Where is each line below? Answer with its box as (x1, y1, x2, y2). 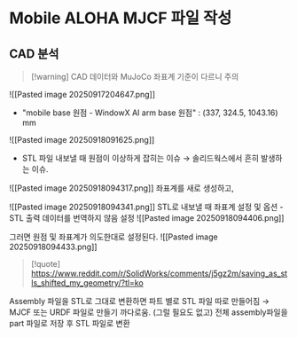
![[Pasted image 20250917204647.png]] (9, 90, 156, 99)
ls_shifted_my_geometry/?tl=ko (30, 278, 144, 288)
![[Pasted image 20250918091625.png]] (9, 135, 155, 145)
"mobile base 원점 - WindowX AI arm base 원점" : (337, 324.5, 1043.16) (21, 107, 278, 118)
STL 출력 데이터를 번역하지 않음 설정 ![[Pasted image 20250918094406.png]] (9, 213, 285, 223)
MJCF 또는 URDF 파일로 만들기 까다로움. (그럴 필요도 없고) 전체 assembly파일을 (9, 307, 288, 317)
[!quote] (30, 259, 60, 269)
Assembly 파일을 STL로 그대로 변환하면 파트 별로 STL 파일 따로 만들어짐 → (9, 296, 270, 306)
